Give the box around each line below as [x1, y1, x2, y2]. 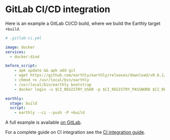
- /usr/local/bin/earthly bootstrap [14, 82, 92, 87]
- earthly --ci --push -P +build [14, 110, 85, 115]
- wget [14, 73, 28, 78]
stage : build [10, 100, 37, 106]
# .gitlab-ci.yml [5, 36, 42, 41]
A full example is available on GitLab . [5, 119, 82, 125]
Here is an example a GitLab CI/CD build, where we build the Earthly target [5, 20, 161, 26]
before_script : [5, 63, 37, 68]
